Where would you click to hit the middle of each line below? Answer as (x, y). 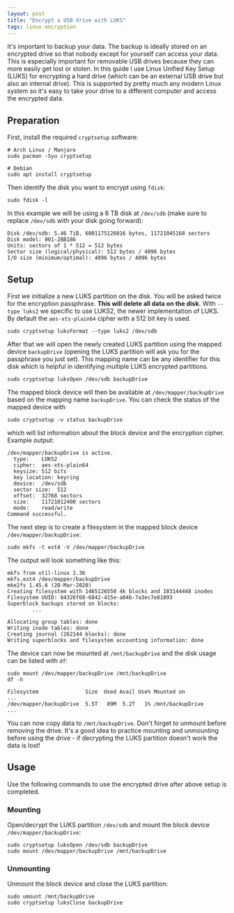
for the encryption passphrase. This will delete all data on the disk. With (111, 304)
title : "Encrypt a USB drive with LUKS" (67, 20)
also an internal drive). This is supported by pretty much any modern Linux (114, 84)
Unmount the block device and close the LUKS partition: (88, 884)
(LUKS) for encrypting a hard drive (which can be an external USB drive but (116, 76)
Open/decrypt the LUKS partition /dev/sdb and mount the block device (109, 825)
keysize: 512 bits (40, 472)
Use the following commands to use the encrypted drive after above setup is (117, 784)
